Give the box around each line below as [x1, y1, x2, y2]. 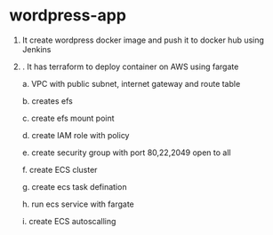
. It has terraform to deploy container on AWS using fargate [21, 61, 239, 72]
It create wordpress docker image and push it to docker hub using [21, 35, 265, 45]
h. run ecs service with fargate [21, 199, 135, 209]
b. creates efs [21, 95, 73, 106]
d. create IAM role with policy [21, 129, 130, 140]
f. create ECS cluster [21, 164, 98, 175]
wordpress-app [9, 5, 127, 26]
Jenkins [21, 43, 52, 54]
